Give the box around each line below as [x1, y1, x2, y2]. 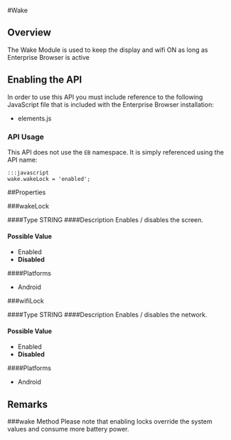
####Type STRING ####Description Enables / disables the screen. [7, 215, 204, 224]
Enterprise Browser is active [7, 53, 90, 61]
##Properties [7, 188, 46, 197]
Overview [7, 26, 52, 38]
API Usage [7, 132, 44, 142]
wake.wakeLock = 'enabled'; [7, 175, 91, 182]
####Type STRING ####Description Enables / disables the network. [7, 310, 208, 319]
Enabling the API [7, 74, 82, 86]
